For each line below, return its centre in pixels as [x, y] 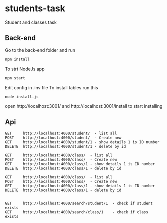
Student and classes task [31, 22]
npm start [15, 78]
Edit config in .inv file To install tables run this [52, 87]
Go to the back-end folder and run [40, 50]
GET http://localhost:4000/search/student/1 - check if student [79, 203]
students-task [35, 9]
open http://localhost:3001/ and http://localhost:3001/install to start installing [84, 106]
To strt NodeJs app [25, 69]
